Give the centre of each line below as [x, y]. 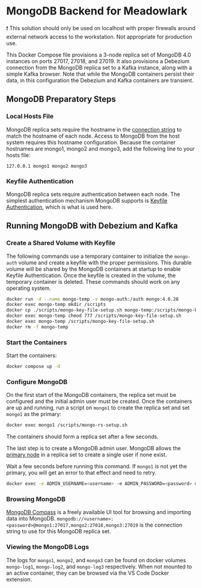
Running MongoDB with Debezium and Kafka [92, 226]
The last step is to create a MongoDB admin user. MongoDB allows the [94, 449]
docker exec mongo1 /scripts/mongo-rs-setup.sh [67, 425]
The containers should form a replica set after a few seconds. [82, 436]
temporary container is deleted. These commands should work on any [93, 281]
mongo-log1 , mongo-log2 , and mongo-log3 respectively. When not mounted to [99, 566]
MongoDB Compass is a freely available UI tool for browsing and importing [99, 512]
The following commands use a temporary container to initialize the [90, 256]
